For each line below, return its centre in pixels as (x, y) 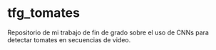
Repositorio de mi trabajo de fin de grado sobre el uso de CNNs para (108, 32)
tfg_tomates (44, 13)
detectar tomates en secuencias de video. (69, 39)
